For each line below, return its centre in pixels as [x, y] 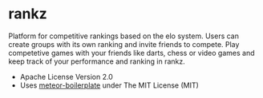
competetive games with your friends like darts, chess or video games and [131, 53]
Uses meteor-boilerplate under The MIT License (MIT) [109, 85]
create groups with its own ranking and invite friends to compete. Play [124, 44]
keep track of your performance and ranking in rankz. [97, 61]
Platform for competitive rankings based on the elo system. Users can [123, 36]
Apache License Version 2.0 [67, 76]
